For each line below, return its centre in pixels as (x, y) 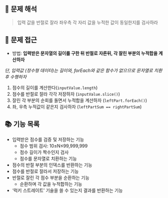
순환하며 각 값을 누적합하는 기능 (51, 184)
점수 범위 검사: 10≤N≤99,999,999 (54, 146)
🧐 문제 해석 (21, 9)
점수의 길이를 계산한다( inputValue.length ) (55, 88)
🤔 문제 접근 (21, 40)
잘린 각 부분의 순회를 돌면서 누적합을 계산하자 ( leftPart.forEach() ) (80, 100)
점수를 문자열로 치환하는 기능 (48, 159)
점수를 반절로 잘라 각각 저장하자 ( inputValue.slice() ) (66, 94)
